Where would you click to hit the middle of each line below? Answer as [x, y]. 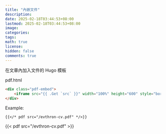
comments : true [21, 56]
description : [19, 14]
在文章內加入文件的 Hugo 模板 [36, 70]
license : [14, 46]
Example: [15, 108]
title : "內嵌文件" [23, 10]
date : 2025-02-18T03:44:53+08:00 [40, 19]
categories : [17, 33]
